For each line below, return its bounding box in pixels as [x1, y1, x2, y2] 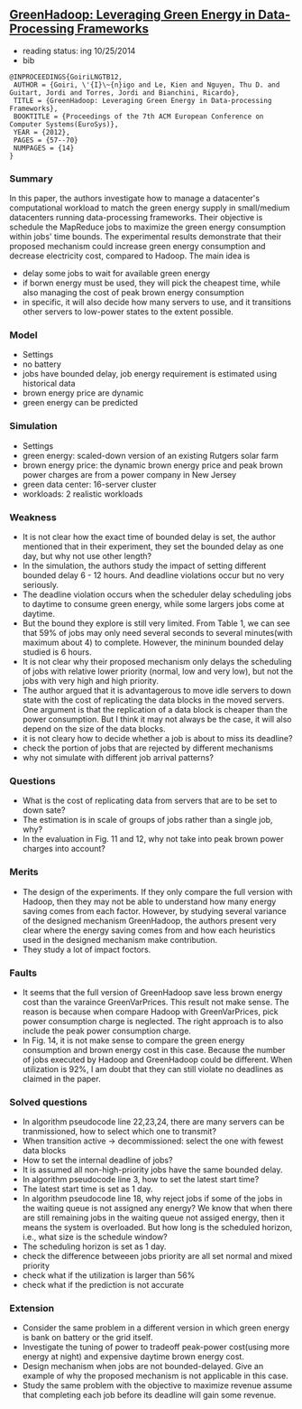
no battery [22, 359, 61, 369]
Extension [9, 1302, 55, 1315]
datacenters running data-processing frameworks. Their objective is [9, 212, 263, 223]
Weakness [9, 510, 57, 523]
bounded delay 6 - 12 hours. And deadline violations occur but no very [22, 570, 285, 581]
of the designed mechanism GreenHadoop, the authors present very [22, 915, 277, 926]
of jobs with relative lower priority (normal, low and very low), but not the [22, 666, 294, 677]
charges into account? [22, 844, 106, 854]
